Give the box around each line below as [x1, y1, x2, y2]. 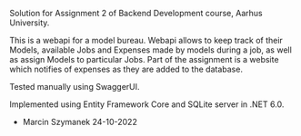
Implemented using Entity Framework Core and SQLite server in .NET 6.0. [9, 99, 285, 110]
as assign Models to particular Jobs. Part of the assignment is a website [9, 54, 279, 64]
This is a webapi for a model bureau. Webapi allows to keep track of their [9, 35, 284, 45]
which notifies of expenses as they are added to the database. [9, 63, 244, 74]
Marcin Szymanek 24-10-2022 [22, 117, 138, 127]
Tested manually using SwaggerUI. [9, 82, 140, 92]
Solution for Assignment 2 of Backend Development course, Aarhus [9, 8, 263, 18]
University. [9, 17, 50, 28]
